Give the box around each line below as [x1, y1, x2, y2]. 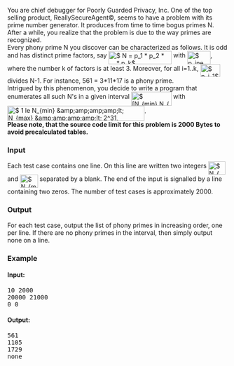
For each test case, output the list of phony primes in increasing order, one [7, 221, 223, 229]
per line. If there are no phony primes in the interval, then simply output [7, 228, 213, 237]
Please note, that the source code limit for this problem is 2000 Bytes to [7, 121, 221, 128]
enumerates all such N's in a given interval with [7, 93, 186, 100]
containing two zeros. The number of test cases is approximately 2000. [7, 187, 214, 196]
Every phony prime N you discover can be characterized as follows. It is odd [7, 43, 228, 51]
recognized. [7, 36, 42, 44]
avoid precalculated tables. [7, 128, 89, 136]
